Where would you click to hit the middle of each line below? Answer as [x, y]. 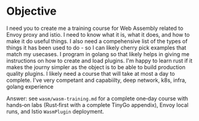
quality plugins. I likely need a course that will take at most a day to [91, 73]
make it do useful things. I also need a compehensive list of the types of [97, 41]
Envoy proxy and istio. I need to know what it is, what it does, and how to [98, 34]
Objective [32, 11]
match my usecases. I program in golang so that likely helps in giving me [98, 54]
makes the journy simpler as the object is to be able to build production [96, 67]
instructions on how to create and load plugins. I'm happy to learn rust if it [99, 61]
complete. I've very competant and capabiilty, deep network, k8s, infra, [96, 80]
